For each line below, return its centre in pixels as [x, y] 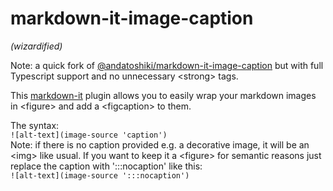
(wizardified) [36, 46]
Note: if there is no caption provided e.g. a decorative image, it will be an [160, 144]
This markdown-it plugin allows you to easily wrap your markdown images [163, 95]
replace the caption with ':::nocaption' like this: [106, 166]
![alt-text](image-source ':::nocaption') [100, 175]
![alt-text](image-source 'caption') [89, 135]
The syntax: [35, 125]
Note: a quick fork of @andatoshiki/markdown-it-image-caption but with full [167, 65]
